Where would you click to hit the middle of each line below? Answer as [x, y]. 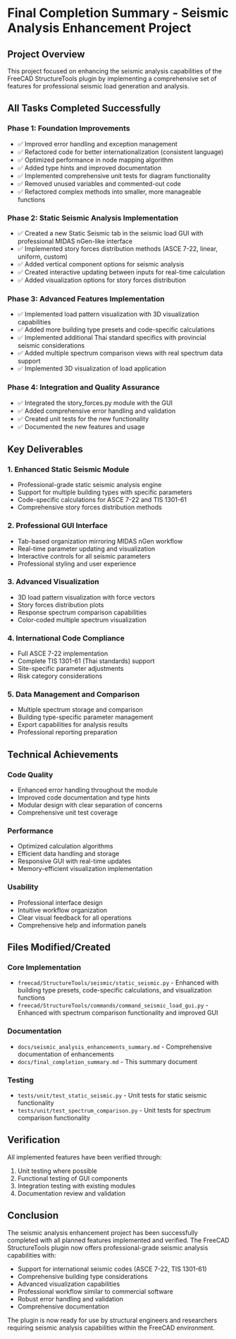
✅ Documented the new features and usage [81, 426]
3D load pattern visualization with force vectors [86, 597]
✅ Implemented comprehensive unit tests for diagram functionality [114, 175]
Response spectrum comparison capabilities [82, 612]
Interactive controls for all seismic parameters [84, 556]
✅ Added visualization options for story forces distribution [102, 280]
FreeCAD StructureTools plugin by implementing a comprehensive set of [112, 78]
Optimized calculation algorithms [65, 846]
